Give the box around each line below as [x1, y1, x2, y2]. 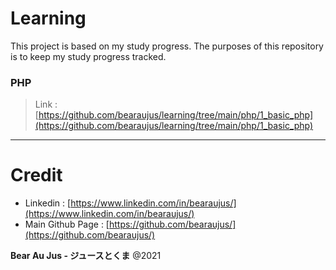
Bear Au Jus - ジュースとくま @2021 [10, 250, 162, 262]
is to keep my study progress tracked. [10, 50, 167, 62]
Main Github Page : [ [24, 218, 110, 231]
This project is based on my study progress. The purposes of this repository [10, 40, 324, 52]
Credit [10, 164, 63, 187]
